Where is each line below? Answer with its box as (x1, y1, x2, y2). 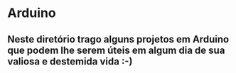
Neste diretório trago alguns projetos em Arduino (7, 33, 230, 45)
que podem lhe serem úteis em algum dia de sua (7, 44, 225, 56)
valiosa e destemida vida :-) (7, 55, 133, 67)
